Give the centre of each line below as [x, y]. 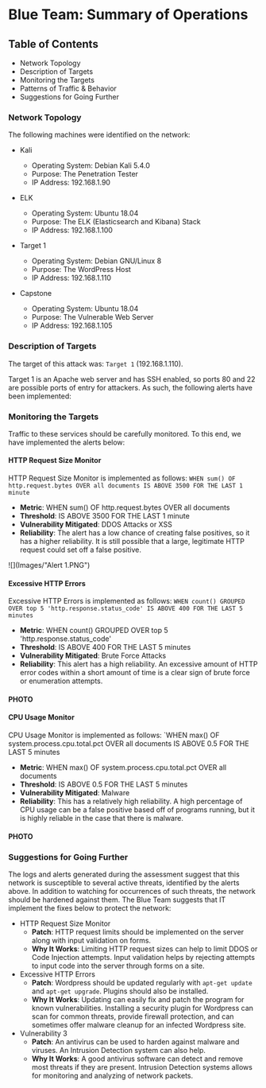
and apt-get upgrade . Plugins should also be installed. [120, 991]
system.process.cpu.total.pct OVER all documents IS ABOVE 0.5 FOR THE [129, 744]
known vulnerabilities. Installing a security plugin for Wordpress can [143, 1008]
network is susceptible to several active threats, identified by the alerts [124, 882]
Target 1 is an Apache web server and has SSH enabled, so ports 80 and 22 [132, 379]
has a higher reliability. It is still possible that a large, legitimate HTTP [132, 542]
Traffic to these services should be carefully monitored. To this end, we [125, 433]
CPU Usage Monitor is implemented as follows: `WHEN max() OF [114, 735]
